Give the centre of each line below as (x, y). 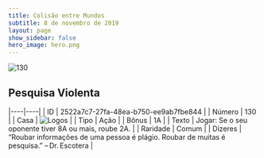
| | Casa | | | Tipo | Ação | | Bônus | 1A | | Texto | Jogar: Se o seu (128, 120)
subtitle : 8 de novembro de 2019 (64, 23)
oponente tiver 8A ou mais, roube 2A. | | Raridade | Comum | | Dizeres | (125, 129)
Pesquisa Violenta (54, 92)
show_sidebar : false (43, 38)
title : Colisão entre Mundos (56, 15)
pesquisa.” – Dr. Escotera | (51, 145)
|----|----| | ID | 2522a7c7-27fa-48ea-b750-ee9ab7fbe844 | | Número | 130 (132, 111)
